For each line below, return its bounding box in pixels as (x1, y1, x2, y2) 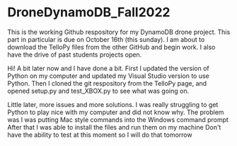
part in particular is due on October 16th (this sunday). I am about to (7, 35, 205, 43)
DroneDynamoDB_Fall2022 (7, 4, 170, 21)
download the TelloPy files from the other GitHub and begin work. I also (7, 43, 216, 51)
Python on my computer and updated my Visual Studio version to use (7, 72, 210, 80)
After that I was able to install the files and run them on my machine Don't (7, 123, 221, 131)
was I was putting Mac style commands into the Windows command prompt (7, 115, 229, 124)
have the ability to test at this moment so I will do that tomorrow (7, 130, 192, 139)
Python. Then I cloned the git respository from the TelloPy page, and (7, 79, 207, 87)
